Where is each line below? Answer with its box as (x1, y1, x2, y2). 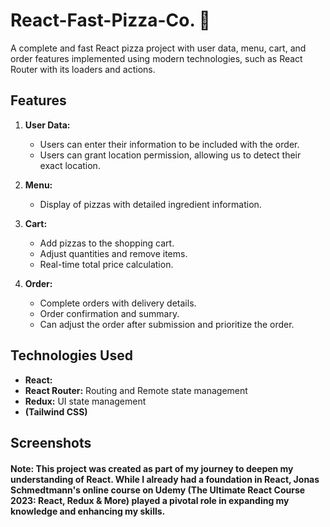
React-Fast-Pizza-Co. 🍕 (10, 9, 211, 32)
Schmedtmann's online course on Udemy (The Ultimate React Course (10, 484, 306, 496)
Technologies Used (10, 347, 133, 364)
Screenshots (10, 434, 92, 451)
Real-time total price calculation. (39, 258, 174, 270)
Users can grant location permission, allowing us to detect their (39, 149, 302, 161)
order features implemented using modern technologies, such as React (10, 52, 303, 64)
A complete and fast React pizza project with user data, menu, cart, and (10, 42, 307, 54)
